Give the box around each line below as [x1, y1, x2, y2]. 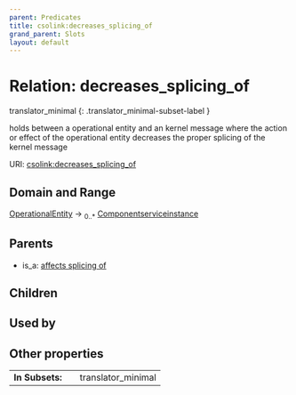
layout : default [9, 37, 69, 47]
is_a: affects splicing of [21, 260, 107, 270]
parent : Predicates [9, 12, 82, 22]
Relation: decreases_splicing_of [9, 77, 251, 96]
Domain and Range [9, 184, 116, 200]
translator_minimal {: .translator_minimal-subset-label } [9, 106, 211, 117]
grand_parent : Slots [9, 29, 86, 38]
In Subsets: [13, 371, 62, 383]
